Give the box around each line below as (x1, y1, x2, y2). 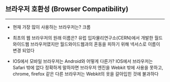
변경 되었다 (12, 47, 35, 53)
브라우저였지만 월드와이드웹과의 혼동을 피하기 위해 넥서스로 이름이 (30, 41, 160, 47)
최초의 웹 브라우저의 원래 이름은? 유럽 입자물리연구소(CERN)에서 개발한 (12, 34, 153, 40)
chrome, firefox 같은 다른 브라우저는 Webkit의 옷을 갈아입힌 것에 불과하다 (12, 70, 159, 77)
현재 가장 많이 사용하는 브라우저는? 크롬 (12, 24, 91, 30)
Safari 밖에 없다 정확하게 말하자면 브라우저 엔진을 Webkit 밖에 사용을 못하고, (12, 64, 163, 70)
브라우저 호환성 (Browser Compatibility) (5, 5, 129, 14)
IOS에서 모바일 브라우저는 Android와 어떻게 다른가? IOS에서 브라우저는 (12, 58, 153, 64)
